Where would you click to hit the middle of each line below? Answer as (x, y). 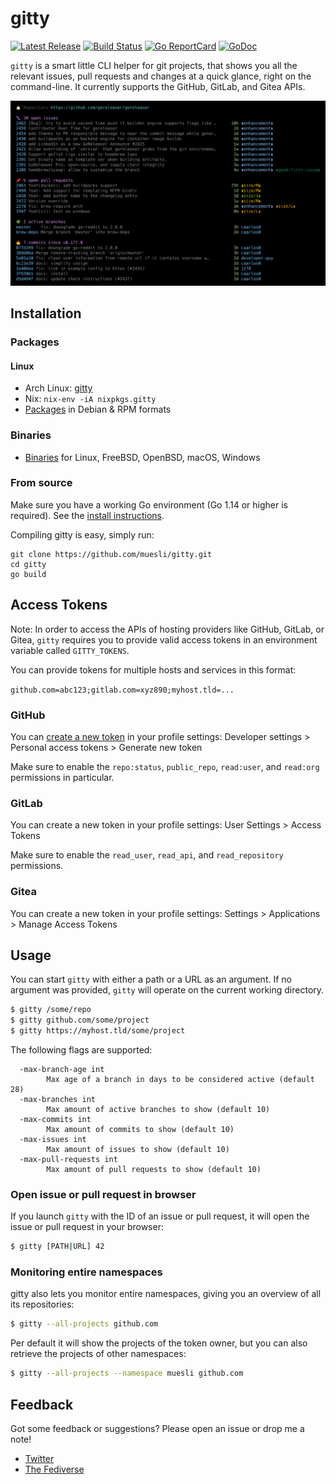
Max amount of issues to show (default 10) (138, 1149)
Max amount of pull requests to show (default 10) (154, 1169)
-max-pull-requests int (68, 1159)
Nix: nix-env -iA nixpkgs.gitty (90, 399)
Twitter (39, 1459)
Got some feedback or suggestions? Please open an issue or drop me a (157, 1429)
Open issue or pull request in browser (103, 1194)
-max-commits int (55, 1119)
